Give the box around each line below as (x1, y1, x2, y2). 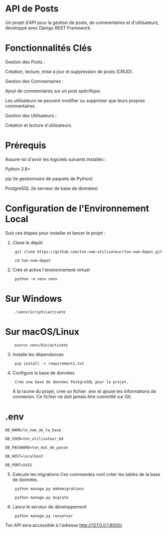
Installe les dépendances (12, 351, 64, 357)
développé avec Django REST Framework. (5, 24, 92, 30)
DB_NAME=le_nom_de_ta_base (5, 428, 61, 433)
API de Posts (5, 3, 59, 14)
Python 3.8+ (5, 166, 31, 172)
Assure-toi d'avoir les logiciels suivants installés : (5, 156, 106, 162)
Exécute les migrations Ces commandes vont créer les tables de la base (12, 471, 161, 477)
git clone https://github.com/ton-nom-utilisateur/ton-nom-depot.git (14, 249, 163, 254)
